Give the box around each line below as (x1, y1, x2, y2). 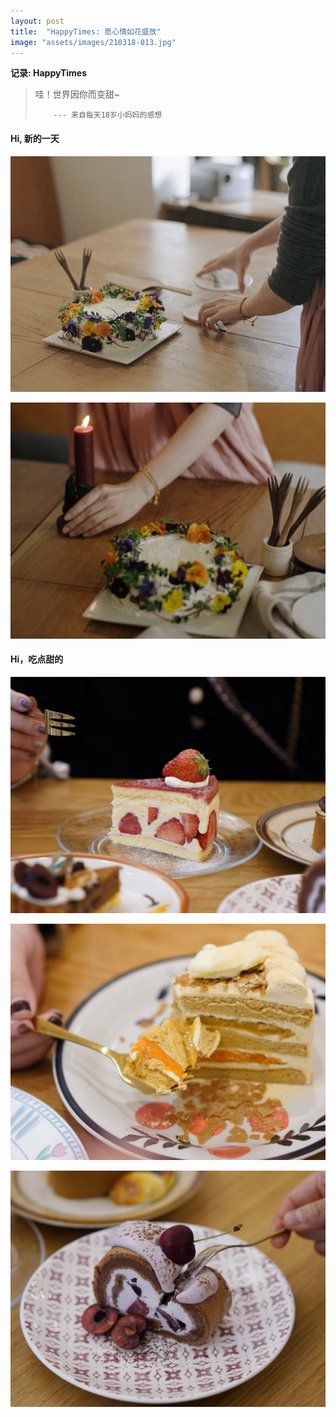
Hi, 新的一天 (10, 132, 60, 144)
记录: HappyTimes (10, 67, 88, 79)
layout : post (10, 16, 65, 26)
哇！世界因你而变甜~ (34, 88, 121, 100)
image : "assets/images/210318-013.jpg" (10, 37, 177, 47)
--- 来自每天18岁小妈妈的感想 (53, 110, 163, 120)
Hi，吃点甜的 (10, 653, 64, 665)
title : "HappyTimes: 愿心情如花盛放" (10, 26, 162, 37)
